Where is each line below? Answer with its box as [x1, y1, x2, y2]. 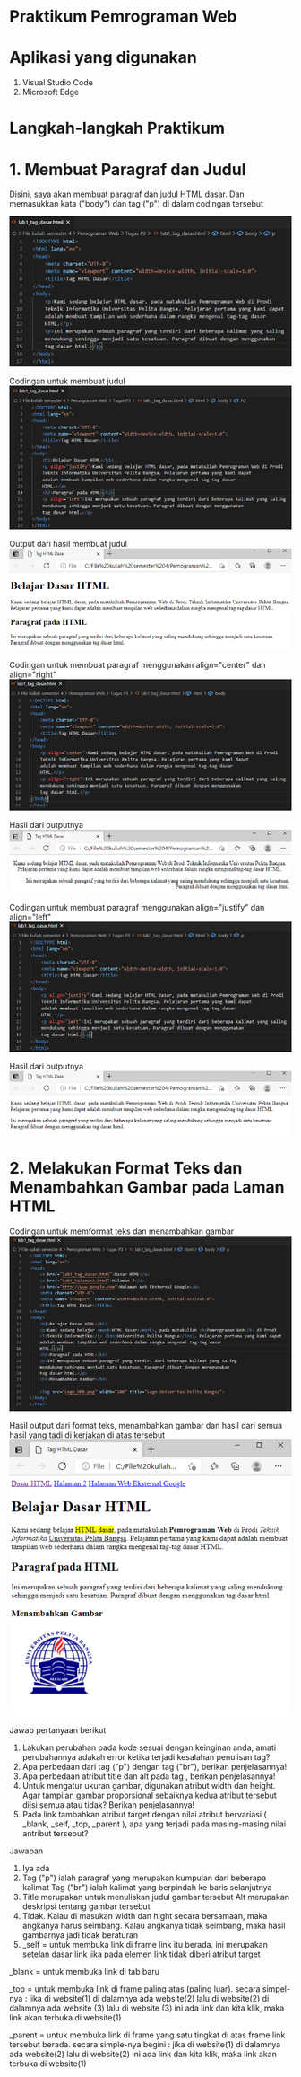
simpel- [262, 1983, 291, 1994]
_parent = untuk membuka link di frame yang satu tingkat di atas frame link [9, 2029, 286, 2040]
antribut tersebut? [21, 1827, 89, 1838]
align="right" [9, 669, 57, 680]
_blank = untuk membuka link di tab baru [9, 1966, 159, 1976]
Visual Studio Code [21, 77, 94, 88]
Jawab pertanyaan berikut [9, 1724, 107, 1735]
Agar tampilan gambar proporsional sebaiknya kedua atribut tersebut [21, 1790, 278, 1800]
